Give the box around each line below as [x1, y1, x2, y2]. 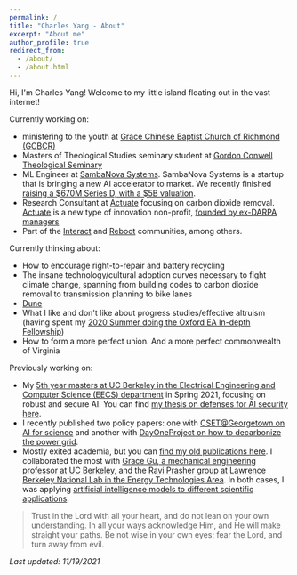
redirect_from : [9, 46, 66, 55]
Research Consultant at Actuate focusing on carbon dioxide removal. [21, 197, 276, 207]
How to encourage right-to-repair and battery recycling [21, 260, 225, 271]
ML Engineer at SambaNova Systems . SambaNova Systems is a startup [21, 168, 285, 179]
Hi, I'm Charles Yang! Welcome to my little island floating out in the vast [9, 86, 271, 98]
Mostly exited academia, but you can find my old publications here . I [21, 446, 273, 457]
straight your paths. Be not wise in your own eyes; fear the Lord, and [30, 529, 283, 539]
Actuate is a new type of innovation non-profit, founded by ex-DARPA [21, 207, 277, 217]
